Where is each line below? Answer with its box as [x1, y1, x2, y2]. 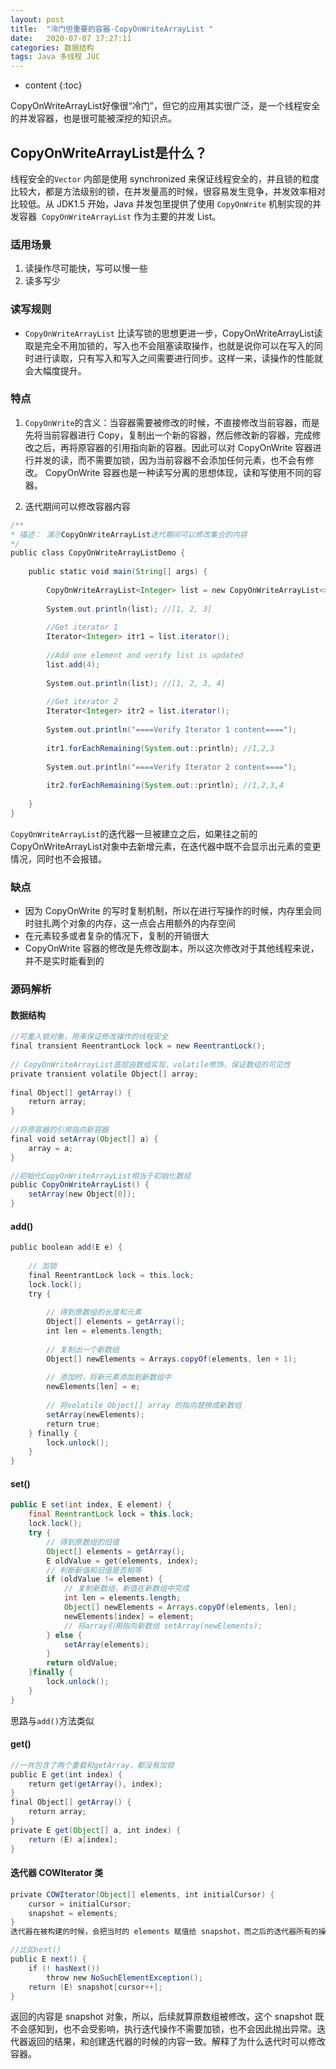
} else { [46, 1630, 83, 1640]
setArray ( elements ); [63, 1639, 150, 1650]
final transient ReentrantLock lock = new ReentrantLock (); [10, 1041, 267, 1051]
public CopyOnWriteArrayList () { [10, 1180, 150, 1190]
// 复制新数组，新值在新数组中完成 [63, 1584, 190, 1594]
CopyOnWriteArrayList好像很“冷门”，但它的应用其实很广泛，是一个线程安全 [10, 100, 320, 112]
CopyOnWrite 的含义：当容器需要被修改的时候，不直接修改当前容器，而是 [24, 416, 320, 428]
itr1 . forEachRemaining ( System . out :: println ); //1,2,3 [46, 743, 275, 753]
